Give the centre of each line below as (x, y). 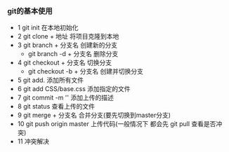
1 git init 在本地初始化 (48, 28)
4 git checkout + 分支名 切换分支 (65, 63)
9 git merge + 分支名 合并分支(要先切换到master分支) (94, 115)
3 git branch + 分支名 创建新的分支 (67, 45)
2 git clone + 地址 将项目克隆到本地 (68, 36)
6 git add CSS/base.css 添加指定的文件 (74, 89)
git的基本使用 (30, 11)
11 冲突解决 (33, 141)
